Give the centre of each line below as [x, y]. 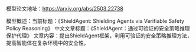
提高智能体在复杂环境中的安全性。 [48, 43]
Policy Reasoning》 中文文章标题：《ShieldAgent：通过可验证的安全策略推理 [98, 28]
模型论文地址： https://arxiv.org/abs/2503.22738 [65, 8]
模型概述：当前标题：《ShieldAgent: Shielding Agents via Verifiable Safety [95, 21]
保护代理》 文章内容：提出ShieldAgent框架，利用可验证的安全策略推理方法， [99, 36]
